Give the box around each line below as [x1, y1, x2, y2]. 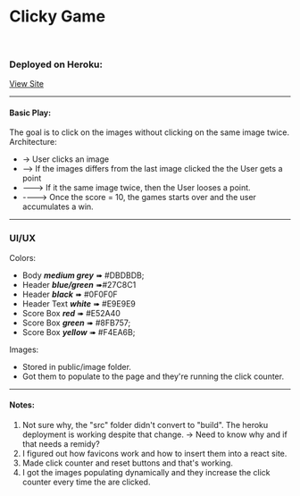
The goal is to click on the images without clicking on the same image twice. [9, 127, 290, 138]
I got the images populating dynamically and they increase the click [21, 467, 271, 477]
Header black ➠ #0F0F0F [21, 289, 118, 299]
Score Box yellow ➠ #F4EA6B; [21, 326, 136, 337]
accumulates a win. [21, 201, 94, 212]
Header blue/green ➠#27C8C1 [21, 279, 137, 290]
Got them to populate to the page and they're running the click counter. [21, 371, 284, 382]
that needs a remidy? [21, 438, 100, 449]
